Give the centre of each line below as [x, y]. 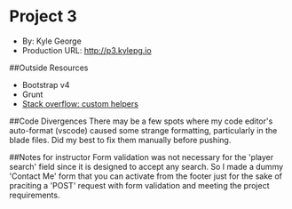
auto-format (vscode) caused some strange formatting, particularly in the [143, 130]
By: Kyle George [51, 41]
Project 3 [43, 16]
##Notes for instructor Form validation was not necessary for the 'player [141, 157]
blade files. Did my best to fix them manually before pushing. [120, 140]
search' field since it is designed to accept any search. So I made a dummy [146, 166]
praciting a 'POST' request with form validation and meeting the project [139, 185]
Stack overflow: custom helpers [80, 103]
